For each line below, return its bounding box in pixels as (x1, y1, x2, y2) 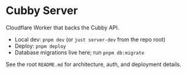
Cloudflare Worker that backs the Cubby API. (6, 24, 120, 31)
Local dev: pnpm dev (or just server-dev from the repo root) (14, 35, 166, 43)
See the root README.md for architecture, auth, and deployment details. (6, 61, 181, 68)
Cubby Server (6, 4, 78, 18)
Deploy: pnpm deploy (14, 42, 66, 50)
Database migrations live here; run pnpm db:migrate (14, 48, 145, 56)
